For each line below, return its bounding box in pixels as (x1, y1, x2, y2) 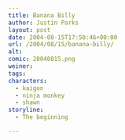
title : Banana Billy (8, 11, 76, 20)
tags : (8, 70, 26, 77)
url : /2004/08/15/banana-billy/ (8, 41, 114, 48)
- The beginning (15, 113, 68, 121)
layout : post (8, 26, 51, 34)
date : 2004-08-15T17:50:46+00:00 (8, 33, 118, 41)
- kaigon (15, 84, 44, 92)
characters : (8, 77, 47, 84)
